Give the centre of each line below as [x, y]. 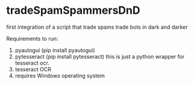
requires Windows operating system [60, 75]
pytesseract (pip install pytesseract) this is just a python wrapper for [100, 56]
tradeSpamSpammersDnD [73, 10]
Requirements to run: [32, 38]
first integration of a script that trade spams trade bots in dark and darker [97, 27]
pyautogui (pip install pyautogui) [55, 50]
